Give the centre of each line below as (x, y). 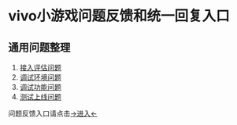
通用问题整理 (39, 47)
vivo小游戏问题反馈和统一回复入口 (119, 16)
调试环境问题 (40, 77)
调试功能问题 (40, 87)
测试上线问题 (40, 97)
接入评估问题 (40, 68)
